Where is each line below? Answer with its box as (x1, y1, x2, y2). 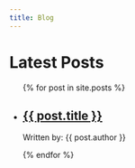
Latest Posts (9, 51, 104, 72)
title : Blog (9, 13, 54, 23)
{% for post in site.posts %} (22, 82, 126, 93)
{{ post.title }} (22, 107, 103, 123)
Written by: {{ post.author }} (22, 132, 126, 143)
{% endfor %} (22, 150, 75, 161)
